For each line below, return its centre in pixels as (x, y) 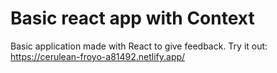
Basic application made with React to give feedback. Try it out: (139, 46)
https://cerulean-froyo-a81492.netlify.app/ (98, 56)
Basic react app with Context (132, 18)
